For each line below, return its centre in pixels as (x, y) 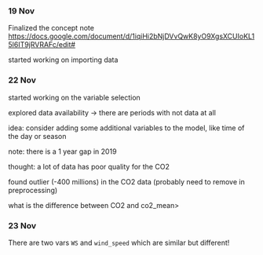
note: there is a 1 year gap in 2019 (62, 151)
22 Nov (22, 80)
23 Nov (22, 225)
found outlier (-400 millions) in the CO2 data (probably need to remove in (126, 181)
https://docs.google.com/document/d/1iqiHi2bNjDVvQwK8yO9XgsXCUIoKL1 (131, 36)
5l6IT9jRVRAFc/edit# (42, 45)
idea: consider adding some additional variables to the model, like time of (126, 128)
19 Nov (22, 11)
